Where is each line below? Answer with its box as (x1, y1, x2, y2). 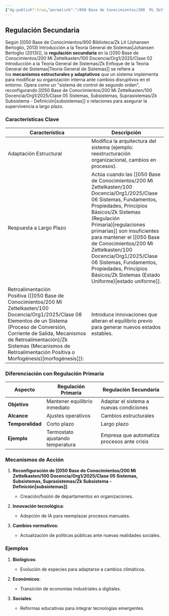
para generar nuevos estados (91, 323, 161, 330)
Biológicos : (12, 556, 37, 562)
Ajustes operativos (46, 412, 91, 419)
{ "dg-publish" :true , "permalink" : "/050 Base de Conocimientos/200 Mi (5, 7, 154, 13)
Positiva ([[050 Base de (8, 292, 64, 299)
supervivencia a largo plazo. (5, 104, 64, 110)
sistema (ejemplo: (91, 144, 133, 151)
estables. (91, 330, 113, 337)
